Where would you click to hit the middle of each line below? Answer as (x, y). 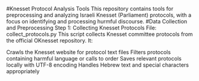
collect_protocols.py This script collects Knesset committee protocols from (100, 34)
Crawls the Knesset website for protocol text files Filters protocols (89, 52)
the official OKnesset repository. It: (50, 40)
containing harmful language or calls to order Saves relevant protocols (94, 58)
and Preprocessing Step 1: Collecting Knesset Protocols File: (81, 28)
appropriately (23, 71)
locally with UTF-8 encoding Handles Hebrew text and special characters (98, 65)
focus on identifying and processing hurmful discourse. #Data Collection (97, 21)
